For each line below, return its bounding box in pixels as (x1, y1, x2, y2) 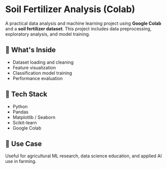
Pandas (12, 109, 29, 115)
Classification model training (12, 70, 72, 76)
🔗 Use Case (5, 139, 42, 148)
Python (12, 103, 28, 109)
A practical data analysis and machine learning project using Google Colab (5, 20, 161, 26)
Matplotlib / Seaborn (12, 114, 56, 120)
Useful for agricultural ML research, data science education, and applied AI (5, 153, 162, 159)
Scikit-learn (12, 119, 37, 125)
